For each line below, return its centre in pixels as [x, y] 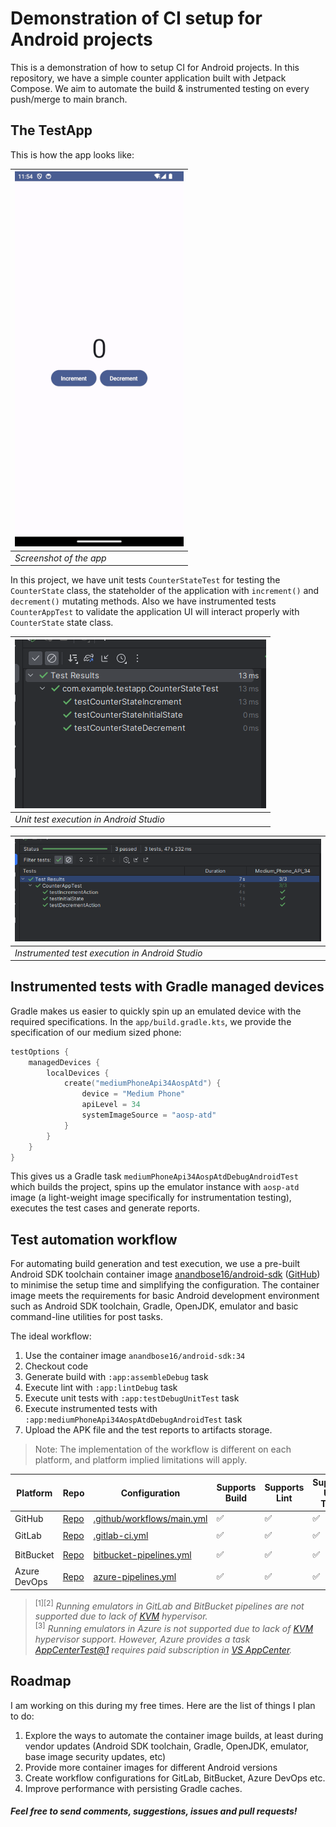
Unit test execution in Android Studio [89, 819]
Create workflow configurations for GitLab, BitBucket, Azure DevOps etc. [175, 1778]
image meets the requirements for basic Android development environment [165, 1296]
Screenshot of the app [60, 558]
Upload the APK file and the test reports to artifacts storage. [148, 1430]
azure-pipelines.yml [135, 1576]
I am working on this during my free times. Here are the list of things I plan [163, 1705]
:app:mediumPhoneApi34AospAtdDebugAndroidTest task [133, 1419]
